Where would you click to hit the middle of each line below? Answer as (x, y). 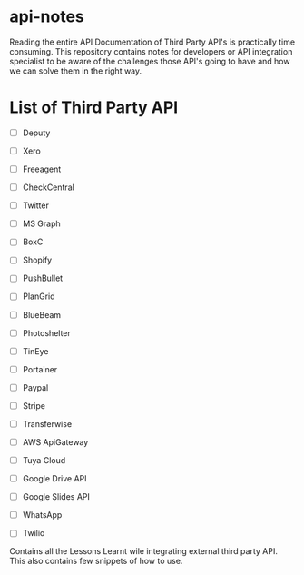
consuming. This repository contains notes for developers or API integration (151, 51)
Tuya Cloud (44, 460)
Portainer (40, 369)
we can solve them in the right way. (76, 71)
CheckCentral (48, 187)
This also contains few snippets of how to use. (96, 561)
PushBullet (43, 278)
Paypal (35, 387)
